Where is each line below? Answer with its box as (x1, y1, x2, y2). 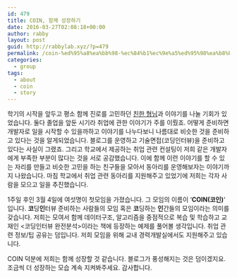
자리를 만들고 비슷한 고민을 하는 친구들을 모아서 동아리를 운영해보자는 (14, 163, 205, 171)
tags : (7, 69, 23, 76)
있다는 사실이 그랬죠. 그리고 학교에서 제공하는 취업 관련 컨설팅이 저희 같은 (7, 145, 209, 154)
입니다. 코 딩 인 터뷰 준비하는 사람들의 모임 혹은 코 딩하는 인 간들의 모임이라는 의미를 (7, 204, 230, 213)
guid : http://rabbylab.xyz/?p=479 (7, 43, 109, 50)
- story (13, 89, 37, 96)
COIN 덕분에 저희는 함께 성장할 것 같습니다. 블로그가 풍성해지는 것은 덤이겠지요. (7, 255, 226, 263)
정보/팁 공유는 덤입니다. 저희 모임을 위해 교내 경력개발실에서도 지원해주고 (14, 231, 215, 239)
